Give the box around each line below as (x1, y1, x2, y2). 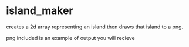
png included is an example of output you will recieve (6, 34, 135, 41)
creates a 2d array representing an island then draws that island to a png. (6, 23, 184, 30)
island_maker (6, 4, 73, 17)
